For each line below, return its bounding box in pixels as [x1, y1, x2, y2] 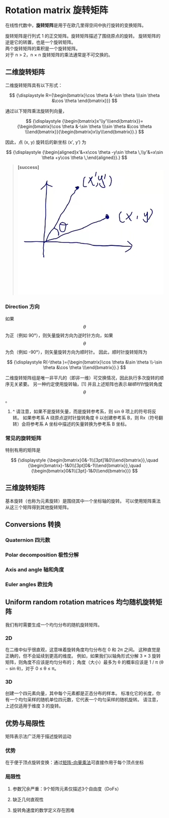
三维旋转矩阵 [5, 484, 45, 492]
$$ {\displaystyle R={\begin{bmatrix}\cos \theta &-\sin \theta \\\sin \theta [9, 92, 160, 98]
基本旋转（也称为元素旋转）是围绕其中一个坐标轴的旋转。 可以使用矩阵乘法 [5, 498, 161, 504]
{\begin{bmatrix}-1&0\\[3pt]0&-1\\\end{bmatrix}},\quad [28, 462, 141, 468]
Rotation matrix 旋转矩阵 [5, 5, 108, 16]
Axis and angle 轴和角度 [5, 566, 64, 573]
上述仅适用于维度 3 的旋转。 [5, 703, 64, 709]
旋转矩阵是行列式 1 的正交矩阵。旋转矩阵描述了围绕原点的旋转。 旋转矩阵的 [5, 33, 161, 39]
